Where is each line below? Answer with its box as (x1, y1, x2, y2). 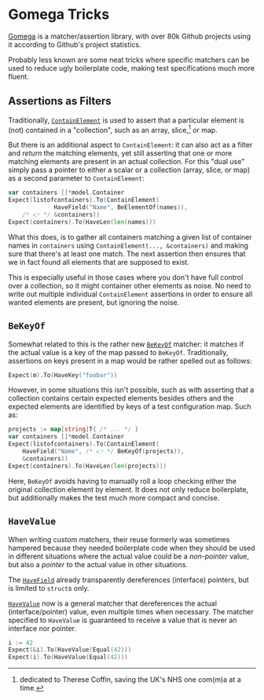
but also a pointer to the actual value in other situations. (8, 559, 189, 569)
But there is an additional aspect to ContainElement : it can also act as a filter (8, 140, 253, 150)
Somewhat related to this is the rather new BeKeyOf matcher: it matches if (8, 339, 244, 349)
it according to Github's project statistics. (8, 39, 141, 49)
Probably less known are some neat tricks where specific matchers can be (8, 55, 250, 64)
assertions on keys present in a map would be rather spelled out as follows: (8, 356, 253, 365)
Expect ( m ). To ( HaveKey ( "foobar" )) (8, 371, 118, 379)
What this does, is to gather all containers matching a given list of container (8, 232, 253, 241)
